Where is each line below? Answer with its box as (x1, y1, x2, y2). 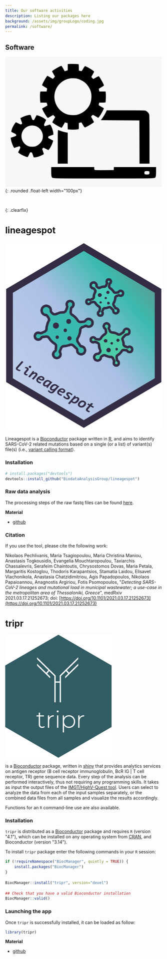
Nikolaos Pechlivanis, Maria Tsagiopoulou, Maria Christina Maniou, (5, 553, 142, 559)
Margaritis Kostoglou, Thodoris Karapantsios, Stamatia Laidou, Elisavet (5, 569, 151, 575)
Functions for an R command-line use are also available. (5, 804, 120, 810)
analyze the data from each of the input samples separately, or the (5, 789, 142, 795)
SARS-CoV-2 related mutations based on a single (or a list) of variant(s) (5, 441, 152, 447)
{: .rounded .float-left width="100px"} (5, 188, 82, 194)
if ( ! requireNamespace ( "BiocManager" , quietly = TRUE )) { (5, 859, 128, 864)
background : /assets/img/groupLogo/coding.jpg (5, 19, 104, 24)
